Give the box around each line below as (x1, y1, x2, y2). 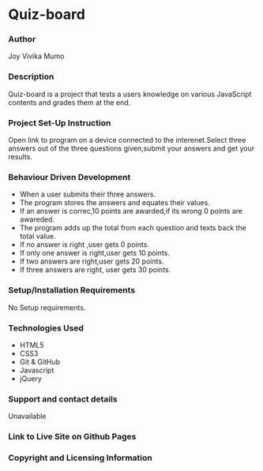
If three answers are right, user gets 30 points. (19, 265, 171, 275)
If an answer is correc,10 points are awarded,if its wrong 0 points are (19, 207, 243, 216)
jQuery (19, 373, 42, 383)
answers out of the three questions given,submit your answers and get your (8, 144, 255, 153)
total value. (19, 231, 56, 241)
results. (8, 152, 33, 162)
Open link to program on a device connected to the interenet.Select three (8, 136, 246, 145)
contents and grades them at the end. (8, 97, 131, 107)
